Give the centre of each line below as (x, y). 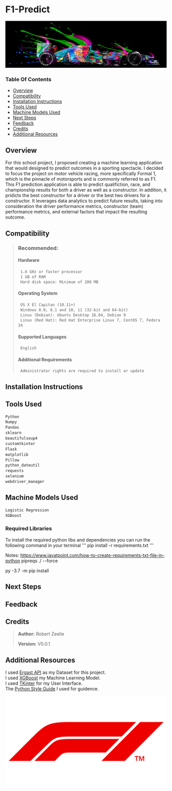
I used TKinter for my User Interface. (44, 683)
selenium (15, 476)
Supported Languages (42, 337)
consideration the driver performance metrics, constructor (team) (74, 206)
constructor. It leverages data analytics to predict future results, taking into (84, 201)
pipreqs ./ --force (39, 561)
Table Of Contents (28, 80)
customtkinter (20, 443)
